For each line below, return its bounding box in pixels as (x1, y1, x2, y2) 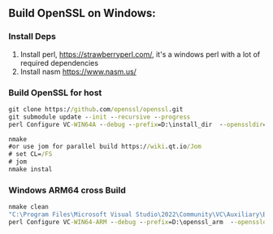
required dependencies (19, 58, 99, 67)
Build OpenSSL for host (8, 87, 102, 98)
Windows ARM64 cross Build (8, 184, 126, 196)
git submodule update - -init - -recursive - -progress (8, 113, 191, 121)
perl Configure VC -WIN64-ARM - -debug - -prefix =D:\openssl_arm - (8, 219, 234, 227)
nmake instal (8, 166, 53, 174)
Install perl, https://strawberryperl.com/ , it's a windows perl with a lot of (19, 49, 261, 59)
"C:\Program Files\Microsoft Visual (8, 210, 132, 219)
